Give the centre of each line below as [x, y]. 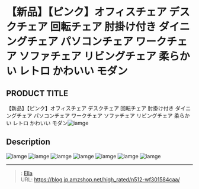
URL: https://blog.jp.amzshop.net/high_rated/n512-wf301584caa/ [100, 179]
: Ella [26, 173]
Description [28, 142]
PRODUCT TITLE [37, 93]
